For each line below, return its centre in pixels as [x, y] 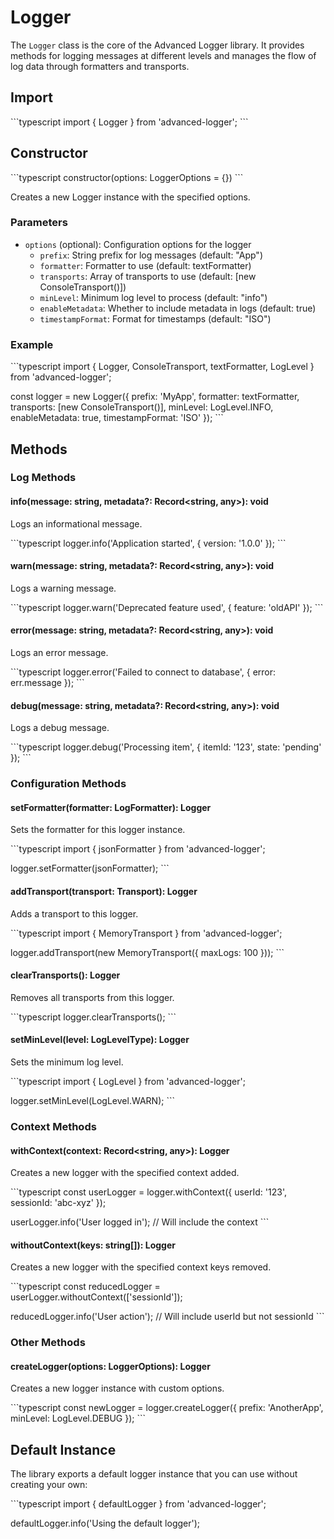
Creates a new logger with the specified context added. [125, 1173]
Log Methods [43, 478]
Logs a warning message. [63, 588]
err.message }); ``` [47, 683]
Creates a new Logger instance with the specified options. [130, 197]
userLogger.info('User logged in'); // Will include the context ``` [140, 1222]
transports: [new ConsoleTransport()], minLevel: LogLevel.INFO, [142, 407]
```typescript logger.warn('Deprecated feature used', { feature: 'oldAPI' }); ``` [167, 607]
